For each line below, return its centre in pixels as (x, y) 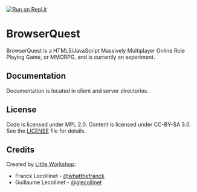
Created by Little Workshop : (41, 164)
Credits (21, 149)
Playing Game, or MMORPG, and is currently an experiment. (81, 57)
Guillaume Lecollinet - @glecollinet (58, 182)
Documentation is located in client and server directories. (78, 90)
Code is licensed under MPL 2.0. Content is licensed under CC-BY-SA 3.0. (99, 124)
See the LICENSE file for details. (46, 131)
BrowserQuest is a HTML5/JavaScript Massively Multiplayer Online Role (96, 50)
